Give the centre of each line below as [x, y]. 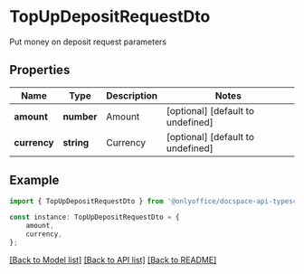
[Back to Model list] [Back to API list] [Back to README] [113, 260]
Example [34, 180]
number [80, 117]
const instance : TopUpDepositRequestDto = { [95, 217]
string [76, 142]
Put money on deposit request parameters [88, 42]
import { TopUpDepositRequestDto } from [87, 201]
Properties [40, 70]
